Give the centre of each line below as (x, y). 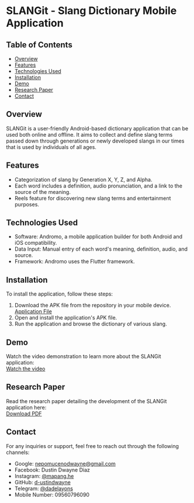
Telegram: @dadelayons (44, 488)
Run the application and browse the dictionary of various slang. (91, 324)
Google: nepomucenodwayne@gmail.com (65, 463)
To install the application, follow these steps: (59, 294)
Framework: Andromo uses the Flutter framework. (75, 262)
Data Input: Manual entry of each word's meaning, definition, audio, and (101, 249)
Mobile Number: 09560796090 (52, 494)
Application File (33, 311)
